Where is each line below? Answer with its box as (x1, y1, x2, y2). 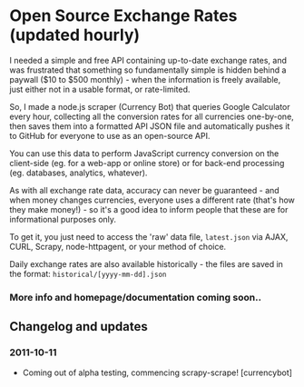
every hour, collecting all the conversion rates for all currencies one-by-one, (9, 111, 295, 122)
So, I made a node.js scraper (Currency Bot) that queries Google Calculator (9, 101, 290, 112)
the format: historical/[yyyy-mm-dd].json (9, 268, 167, 279)
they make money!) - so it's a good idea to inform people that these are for (9, 203, 289, 214)
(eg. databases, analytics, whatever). (9, 167, 148, 178)
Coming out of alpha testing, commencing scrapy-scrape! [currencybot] (22, 367, 293, 378)
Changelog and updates (9, 319, 148, 334)
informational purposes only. (9, 213, 116, 224)
